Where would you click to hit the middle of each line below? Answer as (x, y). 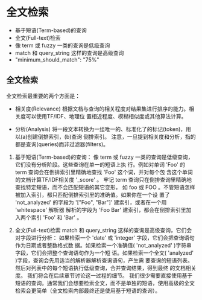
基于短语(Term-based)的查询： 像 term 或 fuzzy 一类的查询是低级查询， (104, 157)
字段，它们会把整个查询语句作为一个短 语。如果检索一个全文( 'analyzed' (104, 253)
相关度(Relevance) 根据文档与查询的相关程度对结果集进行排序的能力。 (102, 109)
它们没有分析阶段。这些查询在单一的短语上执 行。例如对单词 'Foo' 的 (100, 164)
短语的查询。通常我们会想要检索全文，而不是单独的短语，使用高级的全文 (105, 283)
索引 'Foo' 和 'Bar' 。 (57, 217)
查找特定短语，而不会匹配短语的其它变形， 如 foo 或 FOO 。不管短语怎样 (105, 187)
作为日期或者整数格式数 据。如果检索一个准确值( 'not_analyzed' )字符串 (103, 245)
